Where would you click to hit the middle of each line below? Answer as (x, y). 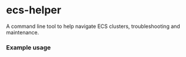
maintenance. (23, 32)
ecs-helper (34, 10)
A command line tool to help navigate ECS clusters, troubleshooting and (93, 26)
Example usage (29, 47)
